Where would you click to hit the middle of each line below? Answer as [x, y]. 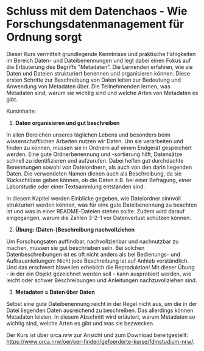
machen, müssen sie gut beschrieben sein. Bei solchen [76, 247]
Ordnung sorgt [44, 37]
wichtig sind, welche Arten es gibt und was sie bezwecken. [80, 323]
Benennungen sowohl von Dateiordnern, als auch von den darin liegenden [99, 167]
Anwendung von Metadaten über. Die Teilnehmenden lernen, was [88, 86]
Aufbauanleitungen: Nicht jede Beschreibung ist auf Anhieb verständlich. [98, 261]
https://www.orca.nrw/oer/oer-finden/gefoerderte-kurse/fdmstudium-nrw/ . [100, 341]
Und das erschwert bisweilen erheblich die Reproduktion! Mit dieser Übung [100, 267]
